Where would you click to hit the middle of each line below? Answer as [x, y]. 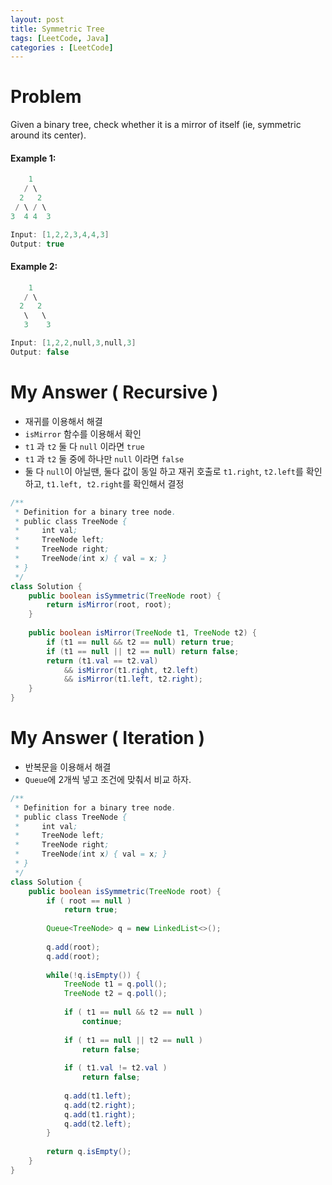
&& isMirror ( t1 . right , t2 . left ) [131, 670]
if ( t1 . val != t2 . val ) [115, 1068]
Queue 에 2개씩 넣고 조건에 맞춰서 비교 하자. [108, 779]
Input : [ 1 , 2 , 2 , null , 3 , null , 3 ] [73, 343]
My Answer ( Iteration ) [108, 738]
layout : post [37, 19]
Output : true [37, 244]
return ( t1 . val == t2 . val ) [102, 661]
